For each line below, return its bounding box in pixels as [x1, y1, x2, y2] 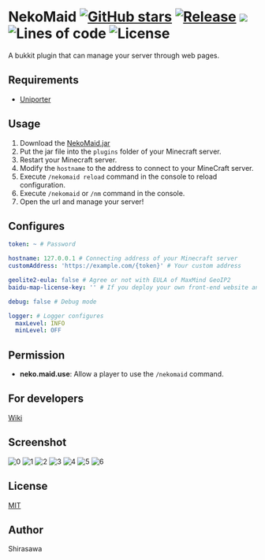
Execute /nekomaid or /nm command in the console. [19, 188, 185, 198]
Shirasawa [8, 544, 43, 554]
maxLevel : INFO [15, 319, 65, 327]
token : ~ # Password [8, 240, 77, 248]
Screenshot [8, 436, 67, 449]
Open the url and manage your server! [19, 197, 144, 206]
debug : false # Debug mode [8, 298, 97, 306]
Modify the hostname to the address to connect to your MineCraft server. [19, 163, 254, 172]
